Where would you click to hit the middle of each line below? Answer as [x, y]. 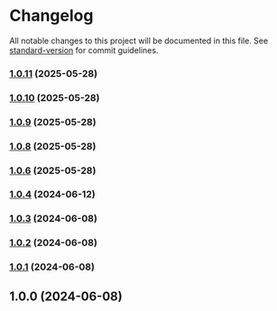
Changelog [51, 16]
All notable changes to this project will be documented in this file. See [139, 41]
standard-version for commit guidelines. [84, 50]
